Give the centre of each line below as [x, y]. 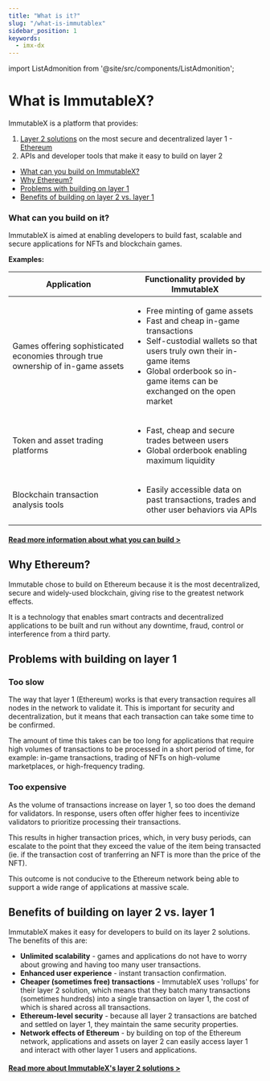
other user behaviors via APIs [201, 510]
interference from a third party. [59, 634]
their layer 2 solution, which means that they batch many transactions [135, 990]
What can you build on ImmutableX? [80, 172]
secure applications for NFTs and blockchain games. [95, 244]
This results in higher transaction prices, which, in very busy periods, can [130, 837]
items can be [194, 381]
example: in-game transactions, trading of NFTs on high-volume [115, 758]
